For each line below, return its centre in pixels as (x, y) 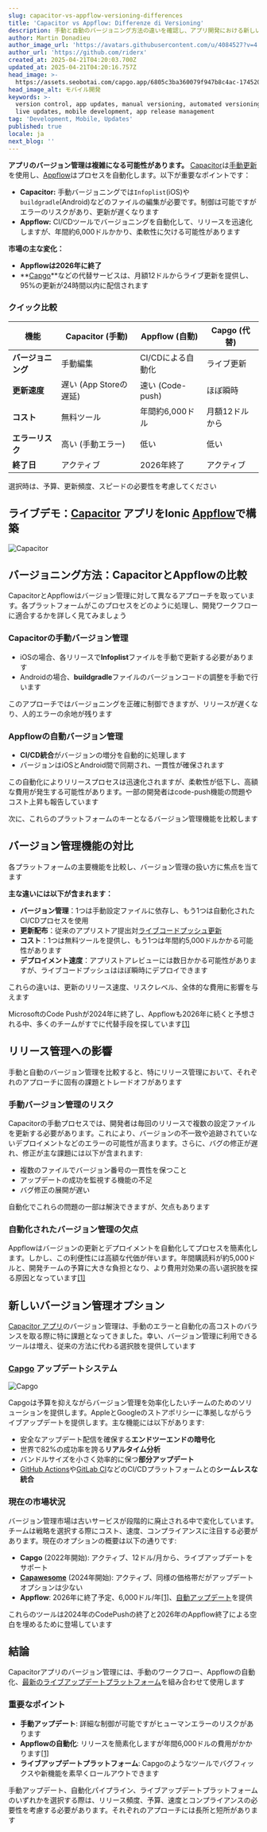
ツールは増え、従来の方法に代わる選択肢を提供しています (102, 1346)
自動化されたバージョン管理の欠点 (74, 1229)
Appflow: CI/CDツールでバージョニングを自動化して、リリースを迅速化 (136, 221)
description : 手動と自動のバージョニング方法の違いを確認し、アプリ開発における (126, 30)
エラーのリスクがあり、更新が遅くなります (89, 212)
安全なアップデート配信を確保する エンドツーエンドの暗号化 (117, 1439)
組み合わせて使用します (206, 1682)
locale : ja (26, 134)
